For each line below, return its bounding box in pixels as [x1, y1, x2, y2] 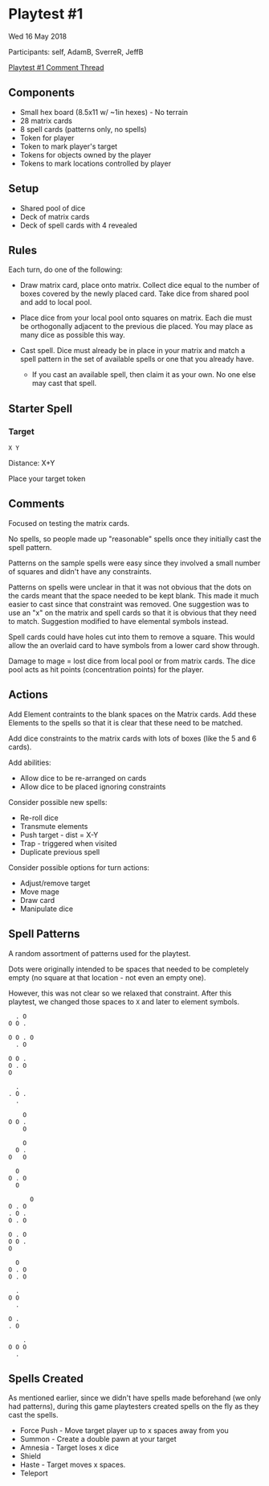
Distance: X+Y [8, 458, 55, 468]
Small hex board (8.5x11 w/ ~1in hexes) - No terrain [19, 107, 189, 117]
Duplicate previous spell [19, 847, 100, 856]
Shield [19, 1451, 42, 1461]
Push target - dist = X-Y [19, 830, 99, 839]
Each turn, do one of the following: [8, 265, 123, 274]
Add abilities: [8, 757, 51, 767]
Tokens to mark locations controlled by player [19, 158, 171, 168]
